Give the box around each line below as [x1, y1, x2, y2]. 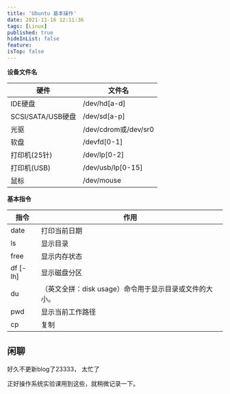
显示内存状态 [40, 251, 83, 261]
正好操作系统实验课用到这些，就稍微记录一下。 [7, 379, 139, 387]
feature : [7, 42, 32, 49]
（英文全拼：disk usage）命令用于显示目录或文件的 [40, 284, 207, 293]
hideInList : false [7, 36, 60, 42]
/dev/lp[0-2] [82, 150, 125, 159]
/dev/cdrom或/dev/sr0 [82, 124, 154, 134]
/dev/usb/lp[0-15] [82, 162, 143, 172]
